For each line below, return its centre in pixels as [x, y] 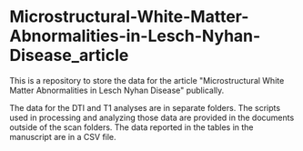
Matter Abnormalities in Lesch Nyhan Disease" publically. [117, 90]
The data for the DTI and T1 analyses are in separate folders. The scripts [145, 107]
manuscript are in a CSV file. [63, 136]
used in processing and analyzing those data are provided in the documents [152, 117]
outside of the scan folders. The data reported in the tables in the [131, 127]
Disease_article [69, 55]
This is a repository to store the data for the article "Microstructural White [147, 80]
